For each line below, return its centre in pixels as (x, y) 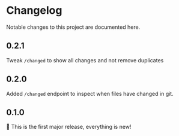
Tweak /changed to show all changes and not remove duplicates (85, 60)
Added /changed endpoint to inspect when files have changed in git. (90, 93)
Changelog (34, 10)
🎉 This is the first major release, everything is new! (69, 127)
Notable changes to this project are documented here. (73, 27)
